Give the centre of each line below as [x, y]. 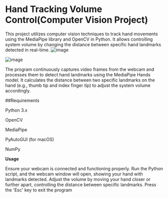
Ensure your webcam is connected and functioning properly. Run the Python [84, 168]
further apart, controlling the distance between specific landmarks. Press [81, 184]
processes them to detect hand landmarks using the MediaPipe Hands [78, 74]
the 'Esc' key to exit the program [39, 190]
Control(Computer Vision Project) [77, 20]
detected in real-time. [28, 50]
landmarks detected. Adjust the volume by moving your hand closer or [78, 179]
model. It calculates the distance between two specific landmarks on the [80, 80]
